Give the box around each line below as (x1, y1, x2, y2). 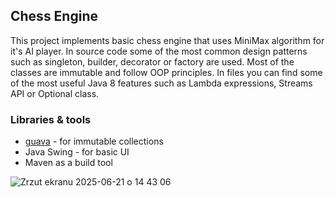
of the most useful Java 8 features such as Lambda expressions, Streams (10, 77, 313, 89)
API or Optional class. (10, 87, 100, 99)
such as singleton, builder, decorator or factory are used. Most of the (10, 55, 295, 68)
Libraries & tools (10, 112, 92, 126)
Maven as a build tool (24, 157, 113, 169)
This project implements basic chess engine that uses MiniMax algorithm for (10, 34, 325, 46)
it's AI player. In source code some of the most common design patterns (10, 45, 308, 57)
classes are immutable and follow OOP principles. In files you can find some (10, 66, 323, 78)
